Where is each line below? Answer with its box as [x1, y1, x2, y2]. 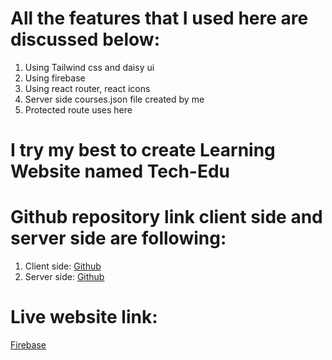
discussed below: [10, 28, 161, 51]
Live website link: [10, 306, 158, 329]
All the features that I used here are [10, 7, 309, 30]
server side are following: [10, 227, 227, 250]
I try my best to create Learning [10, 139, 276, 162]
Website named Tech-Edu [10, 160, 231, 183]
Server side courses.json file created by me [24, 93, 205, 105]
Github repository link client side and [10, 206, 323, 229]
